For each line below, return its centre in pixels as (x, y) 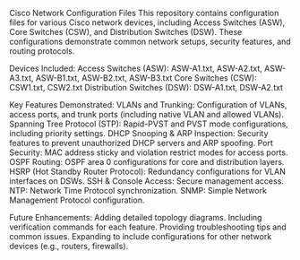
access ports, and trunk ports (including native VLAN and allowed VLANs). (147, 114)
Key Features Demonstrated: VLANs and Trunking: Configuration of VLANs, (148, 105)
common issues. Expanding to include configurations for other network (141, 236)
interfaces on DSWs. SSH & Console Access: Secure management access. (147, 181)
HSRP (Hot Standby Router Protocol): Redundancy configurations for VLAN (148, 171)
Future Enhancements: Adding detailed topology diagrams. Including (136, 217)
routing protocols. (42, 51)
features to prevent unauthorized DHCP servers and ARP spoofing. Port (141, 143)
